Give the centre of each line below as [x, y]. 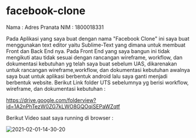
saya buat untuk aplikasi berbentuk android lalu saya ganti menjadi [87, 76]
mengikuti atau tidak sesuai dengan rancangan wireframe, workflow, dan [94, 57]
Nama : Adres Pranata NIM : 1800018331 [55, 27]
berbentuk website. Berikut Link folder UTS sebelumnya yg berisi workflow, [97, 82]
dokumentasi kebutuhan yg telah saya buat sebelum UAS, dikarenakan [92, 64]
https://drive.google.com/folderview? [51, 100]
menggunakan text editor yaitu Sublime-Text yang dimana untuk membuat [96, 45]
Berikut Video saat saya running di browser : [60, 118]
